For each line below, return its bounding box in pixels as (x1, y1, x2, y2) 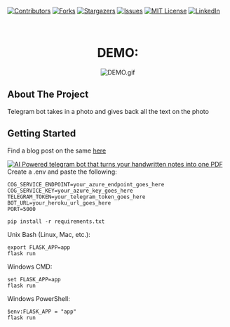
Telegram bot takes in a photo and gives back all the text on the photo (7, 107, 209, 115)
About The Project (7, 89, 89, 101)
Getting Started (7, 127, 76, 140)
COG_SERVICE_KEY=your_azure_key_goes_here (7, 187, 133, 194)
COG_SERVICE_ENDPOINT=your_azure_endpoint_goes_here (7, 181, 165, 188)
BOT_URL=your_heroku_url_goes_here (7, 199, 111, 207)
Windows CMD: (7, 262, 53, 271)
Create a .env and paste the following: (7, 167, 117, 176)
